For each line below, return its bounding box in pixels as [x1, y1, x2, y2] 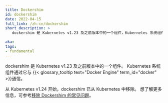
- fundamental [5, 48, 35, 54]
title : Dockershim [5, 7, 43, 12]
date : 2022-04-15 [5, 16, 41, 21]
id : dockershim [5, 12, 37, 17]
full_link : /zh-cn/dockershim [5, 21, 68, 26]
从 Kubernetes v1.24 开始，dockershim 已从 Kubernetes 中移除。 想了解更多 [5, 86, 162, 92]
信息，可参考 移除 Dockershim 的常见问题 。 [5, 92, 94, 98]
